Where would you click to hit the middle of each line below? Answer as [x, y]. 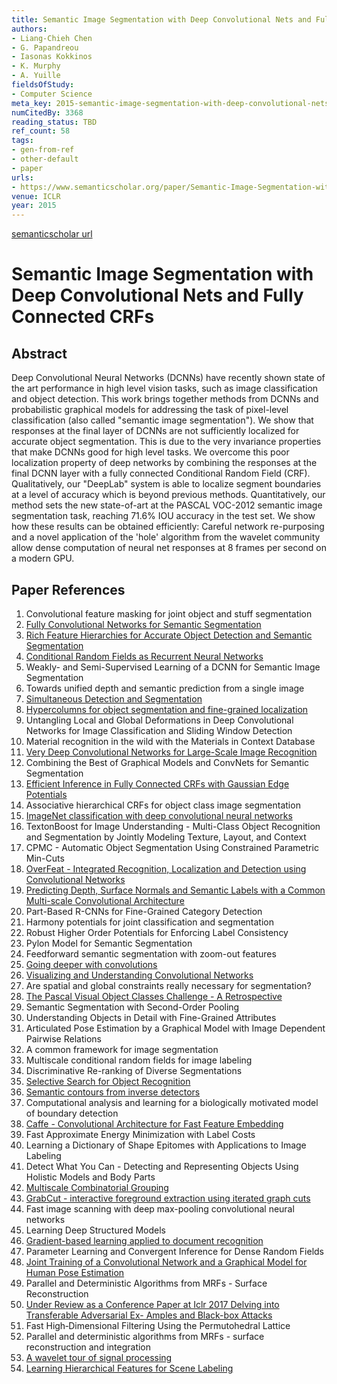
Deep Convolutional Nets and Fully [157, 295]
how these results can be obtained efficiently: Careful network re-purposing [168, 527]
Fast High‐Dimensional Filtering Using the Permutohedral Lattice [158, 1325]
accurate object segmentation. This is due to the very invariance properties [166, 442]
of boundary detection [72, 1113]
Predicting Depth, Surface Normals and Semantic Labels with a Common [175, 890]
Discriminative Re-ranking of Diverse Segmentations [134, 1070]
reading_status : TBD [54, 122]
